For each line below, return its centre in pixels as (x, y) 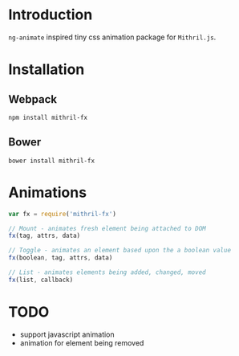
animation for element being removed (82, 342)
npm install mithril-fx (48, 117)
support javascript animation (67, 334)
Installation (47, 70)
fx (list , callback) (41, 280)
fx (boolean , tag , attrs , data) (61, 258)
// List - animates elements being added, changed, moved (107, 272)
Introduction (51, 15)
